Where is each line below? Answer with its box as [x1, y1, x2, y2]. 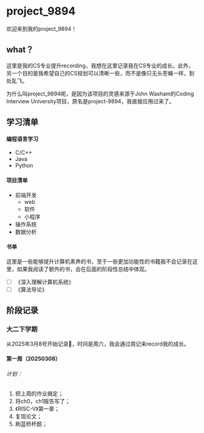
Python [15, 162, 33, 169]
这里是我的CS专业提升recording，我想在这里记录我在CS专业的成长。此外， [6, 62, 194, 69]
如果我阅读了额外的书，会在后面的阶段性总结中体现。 [16, 265, 150, 273]
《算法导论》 [15, 285, 47, 293]
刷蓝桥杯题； [15, 420, 47, 428]
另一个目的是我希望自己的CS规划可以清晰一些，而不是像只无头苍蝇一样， [6, 69, 189, 77]
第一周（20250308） [6, 355, 61, 363]
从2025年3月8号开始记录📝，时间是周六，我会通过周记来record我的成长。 [6, 340, 189, 347]
